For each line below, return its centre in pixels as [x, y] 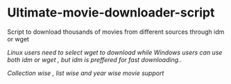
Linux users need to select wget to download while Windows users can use [115, 52]
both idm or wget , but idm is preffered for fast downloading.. [95, 59]
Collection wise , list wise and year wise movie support [86, 73]
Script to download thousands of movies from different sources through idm [116, 32]
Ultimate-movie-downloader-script [111, 13]
